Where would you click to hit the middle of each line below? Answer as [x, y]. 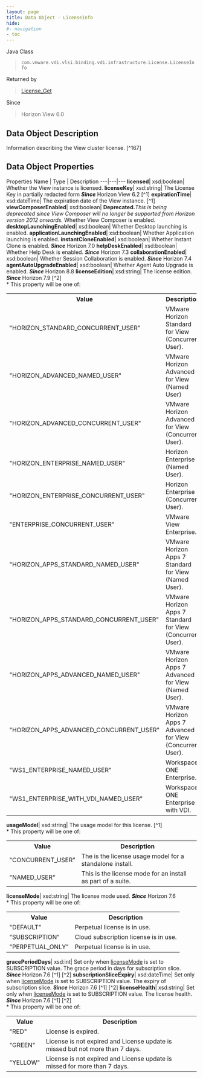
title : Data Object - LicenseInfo [50, 18]
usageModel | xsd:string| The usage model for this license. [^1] [84, 825]
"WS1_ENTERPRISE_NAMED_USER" [60, 770]
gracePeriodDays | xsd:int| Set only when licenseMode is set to [85, 961]
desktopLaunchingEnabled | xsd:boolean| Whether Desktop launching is [97, 226]
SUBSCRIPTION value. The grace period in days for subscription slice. [94, 968]
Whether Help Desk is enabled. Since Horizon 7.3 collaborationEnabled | [97, 252]
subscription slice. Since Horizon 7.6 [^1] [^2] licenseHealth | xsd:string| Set [101, 987]
